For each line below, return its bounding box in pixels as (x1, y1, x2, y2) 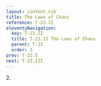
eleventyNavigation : (6, 25, 57, 31)
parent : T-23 (11, 42, 43, 48)
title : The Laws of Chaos (6, 14, 69, 20)
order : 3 (11, 47, 33, 53)
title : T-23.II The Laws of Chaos (11, 36, 96, 42)
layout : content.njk (6, 8, 57, 15)
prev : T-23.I (6, 52, 38, 58)
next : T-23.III (6, 58, 43, 64)
